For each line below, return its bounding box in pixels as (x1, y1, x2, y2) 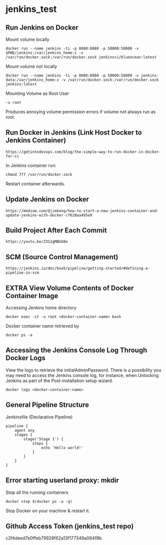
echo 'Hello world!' (41, 445, 84, 450)
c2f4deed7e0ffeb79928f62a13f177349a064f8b (5, 535, 102, 541)
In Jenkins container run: (5, 162, 56, 168)
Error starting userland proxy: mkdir (5, 476, 119, 485)
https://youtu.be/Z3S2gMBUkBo (5, 239, 68, 244)
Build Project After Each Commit (5, 226, 107, 234)
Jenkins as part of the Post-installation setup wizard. (5, 378, 113, 384)
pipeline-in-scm (5, 270, 39, 275)
